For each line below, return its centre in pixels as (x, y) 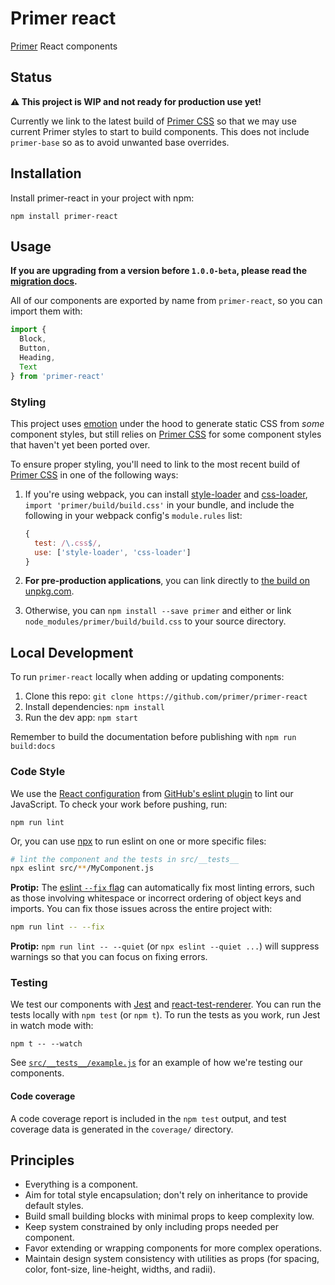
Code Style (38, 772)
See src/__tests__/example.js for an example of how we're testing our (156, 1063)
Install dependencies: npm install (94, 707)
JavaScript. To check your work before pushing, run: (119, 804)
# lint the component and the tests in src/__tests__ (125, 859)
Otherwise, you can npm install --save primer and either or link (158, 611)
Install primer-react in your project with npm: (102, 198)
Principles (42, 1160)
